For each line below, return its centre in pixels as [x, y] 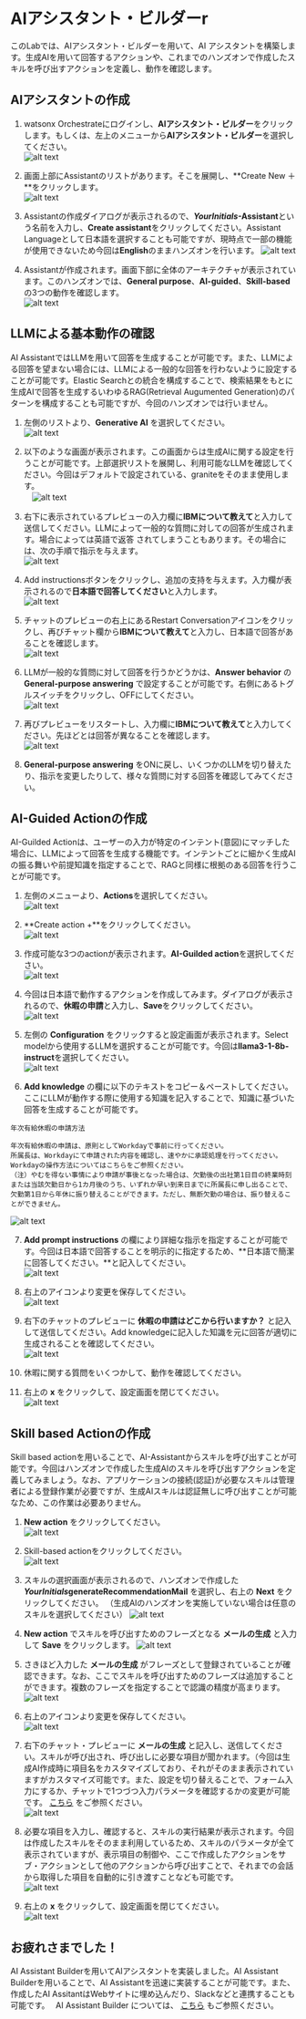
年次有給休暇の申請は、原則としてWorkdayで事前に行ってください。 [119, 1146]
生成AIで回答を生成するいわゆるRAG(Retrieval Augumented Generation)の [148, 391]
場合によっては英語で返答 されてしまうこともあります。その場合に [163, 539]
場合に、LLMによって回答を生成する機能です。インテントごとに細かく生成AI [153, 854]
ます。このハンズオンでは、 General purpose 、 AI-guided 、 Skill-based [157, 281]
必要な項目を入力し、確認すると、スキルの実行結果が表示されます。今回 [158, 1832]
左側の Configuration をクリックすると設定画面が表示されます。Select [156, 1035]
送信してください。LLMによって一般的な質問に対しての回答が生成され [154, 528]
